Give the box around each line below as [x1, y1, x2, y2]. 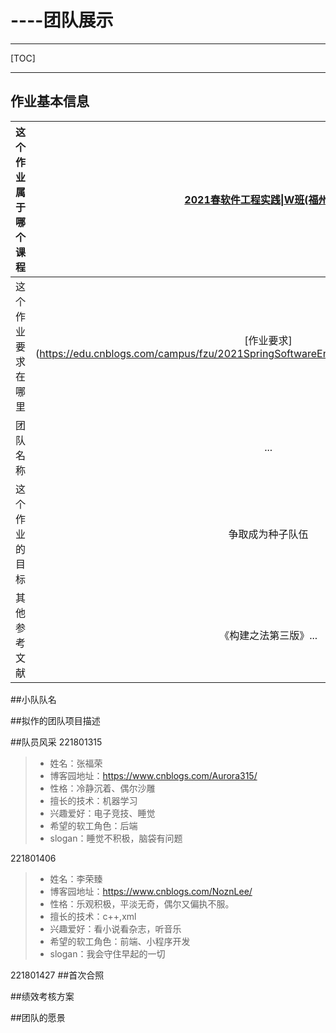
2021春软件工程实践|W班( [184, 192, 309, 206]
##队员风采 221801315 [10, 736, 103, 748]
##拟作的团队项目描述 [10, 714, 101, 726]
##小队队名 [10, 693, 57, 705]
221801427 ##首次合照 [10, 969, 105, 981]
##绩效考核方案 [10, 990, 75, 1002]
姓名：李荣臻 [49, 872, 103, 885]
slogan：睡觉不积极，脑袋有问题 [49, 832, 183, 844]
